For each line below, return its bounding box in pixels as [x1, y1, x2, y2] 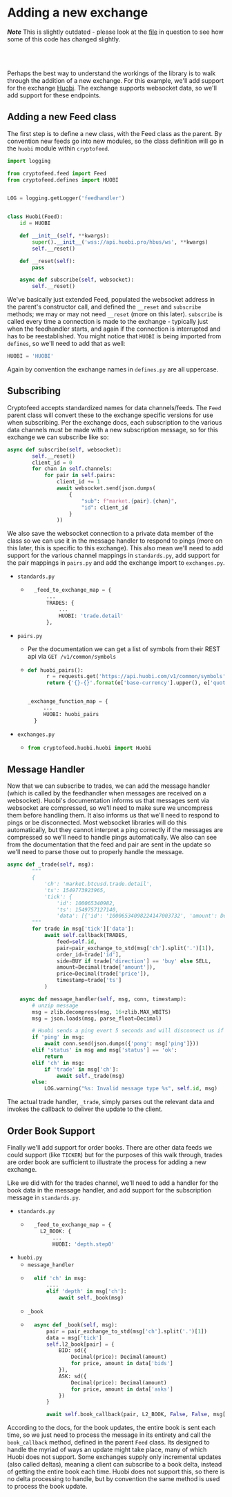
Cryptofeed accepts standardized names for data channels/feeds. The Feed [7, 403, 222, 412]
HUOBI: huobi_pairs [43, 711, 99, 717]
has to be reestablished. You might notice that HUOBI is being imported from [7, 332, 222, 340]
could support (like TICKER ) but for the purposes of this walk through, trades [7, 1150, 223, 1159]
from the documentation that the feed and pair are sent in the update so [7, 840, 211, 849]
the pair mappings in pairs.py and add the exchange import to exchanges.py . [7, 559, 225, 567]
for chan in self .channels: [32, 465, 113, 472]
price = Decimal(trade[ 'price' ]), [56, 970, 150, 978]
